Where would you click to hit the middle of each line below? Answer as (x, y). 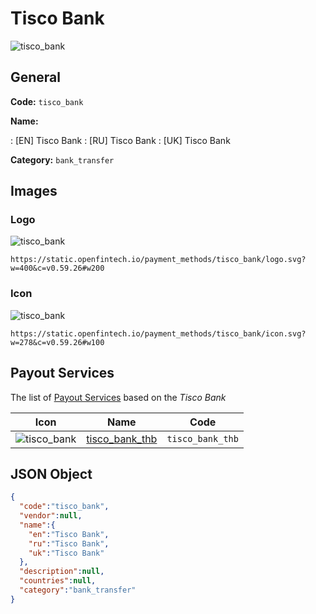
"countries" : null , (58, 581)
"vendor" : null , (51, 516)
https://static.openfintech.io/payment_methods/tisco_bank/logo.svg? (158, 260)
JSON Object (51, 473)
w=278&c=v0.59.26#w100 (57, 342)
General (36, 77)
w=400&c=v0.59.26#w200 (57, 268)
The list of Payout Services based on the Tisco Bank (118, 397)
